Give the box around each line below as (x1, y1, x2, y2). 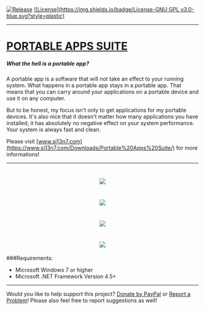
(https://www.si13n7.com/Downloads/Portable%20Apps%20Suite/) (6, 144, 175, 152)
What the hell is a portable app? (6, 60, 90, 67)
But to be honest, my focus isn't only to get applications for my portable (6, 107, 187, 114)
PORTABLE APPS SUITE (6, 40, 128, 53)
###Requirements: (6, 254, 53, 262)
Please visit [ (6, 138, 38, 145)
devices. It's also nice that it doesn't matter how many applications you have (6, 113, 198, 120)
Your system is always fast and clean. (6, 126, 101, 134)
